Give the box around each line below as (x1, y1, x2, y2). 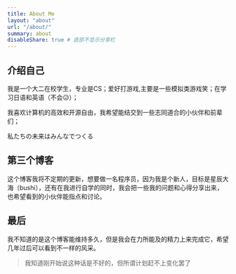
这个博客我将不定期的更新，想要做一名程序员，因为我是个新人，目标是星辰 (7, 174, 223, 183)
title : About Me (7, 10, 55, 18)
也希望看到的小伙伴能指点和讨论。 (7, 192, 106, 201)
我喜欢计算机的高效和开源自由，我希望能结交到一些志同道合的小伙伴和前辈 (7, 108, 223, 116)
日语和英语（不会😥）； (13, 93, 79, 101)
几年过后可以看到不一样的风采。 (7, 244, 100, 252)
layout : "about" (7, 17, 55, 24)
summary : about (7, 30, 52, 37)
